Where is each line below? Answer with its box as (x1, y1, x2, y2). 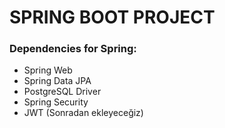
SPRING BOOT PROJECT (9, 6, 216, 29)
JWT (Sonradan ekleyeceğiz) (23, 107, 144, 119)
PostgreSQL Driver (23, 86, 102, 98)
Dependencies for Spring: (9, 42, 137, 56)
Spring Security (23, 96, 89, 108)
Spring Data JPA (23, 75, 92, 87)
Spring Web (23, 64, 73, 76)
